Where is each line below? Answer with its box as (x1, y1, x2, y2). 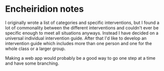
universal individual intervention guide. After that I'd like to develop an (5, 35, 147, 41)
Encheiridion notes (5, 3, 84, 15)
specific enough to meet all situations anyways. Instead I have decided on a (5, 30, 159, 36)
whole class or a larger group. (5, 46, 66, 51)
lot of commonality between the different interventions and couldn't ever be (5, 24, 159, 30)
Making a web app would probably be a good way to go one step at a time (5, 55, 156, 61)
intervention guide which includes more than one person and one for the (5, 40, 152, 46)
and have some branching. (5, 60, 59, 66)
